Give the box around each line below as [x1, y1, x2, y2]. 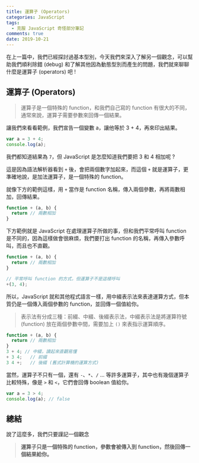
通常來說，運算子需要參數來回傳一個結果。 [20, 111, 125, 119]
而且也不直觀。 [16, 242, 53, 249]
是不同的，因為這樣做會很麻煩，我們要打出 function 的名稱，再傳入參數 [6, 235, 180, 242]
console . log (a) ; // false [6, 396, 70, 402]
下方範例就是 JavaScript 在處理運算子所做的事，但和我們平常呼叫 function [6, 227, 187, 234]
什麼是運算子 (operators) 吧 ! [6, 68, 76, 75]
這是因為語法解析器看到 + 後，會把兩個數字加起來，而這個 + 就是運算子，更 [6, 166, 189, 173]
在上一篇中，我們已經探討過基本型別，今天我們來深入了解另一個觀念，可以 [6, 53, 188, 60]
